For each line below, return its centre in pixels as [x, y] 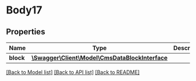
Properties [26, 32]
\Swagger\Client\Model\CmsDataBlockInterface [99, 58]
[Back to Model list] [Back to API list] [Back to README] [73, 72]
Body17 [24, 10]
